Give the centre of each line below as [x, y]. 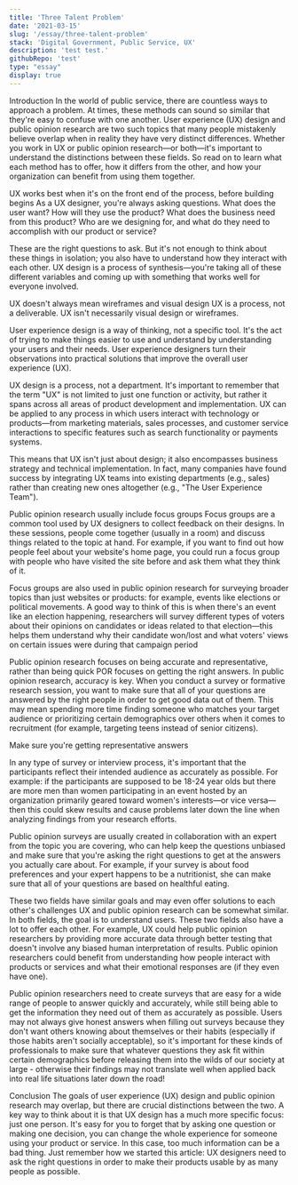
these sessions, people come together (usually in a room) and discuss [137, 532]
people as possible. [45, 1171]
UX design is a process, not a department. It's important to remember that [144, 385]
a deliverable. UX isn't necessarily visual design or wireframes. [124, 313]
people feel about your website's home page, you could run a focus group [145, 551]
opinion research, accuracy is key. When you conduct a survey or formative [147, 680]
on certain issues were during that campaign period [103, 645]
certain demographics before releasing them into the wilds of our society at [147, 1060]
